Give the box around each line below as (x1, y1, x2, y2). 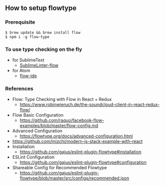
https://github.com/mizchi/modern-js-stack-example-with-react (12, 139, 143, 144)
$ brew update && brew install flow (5, 30, 81, 35)
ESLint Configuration (12, 154, 55, 160)
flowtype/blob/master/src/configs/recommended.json (19, 175, 129, 181)
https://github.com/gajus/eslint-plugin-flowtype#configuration (19, 159, 147, 165)
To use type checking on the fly (5, 46, 82, 52)
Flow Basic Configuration (12, 112, 64, 118)
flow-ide (19, 73, 37, 79)
